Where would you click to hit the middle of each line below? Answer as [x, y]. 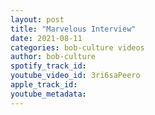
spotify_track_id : [48, 66]
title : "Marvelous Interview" [73, 29]
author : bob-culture [53, 57]
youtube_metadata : [48, 94]
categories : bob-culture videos [77, 47]
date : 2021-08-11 [46, 38]
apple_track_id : [44, 85]
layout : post [37, 19]
